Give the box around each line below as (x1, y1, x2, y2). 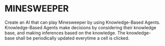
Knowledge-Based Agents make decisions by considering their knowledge (4, 24, 157, 30)
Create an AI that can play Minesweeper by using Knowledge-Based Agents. (4, 19, 161, 25)
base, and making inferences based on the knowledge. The (4, 30, 125, 36)
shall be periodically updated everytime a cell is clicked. (16, 35, 129, 41)
